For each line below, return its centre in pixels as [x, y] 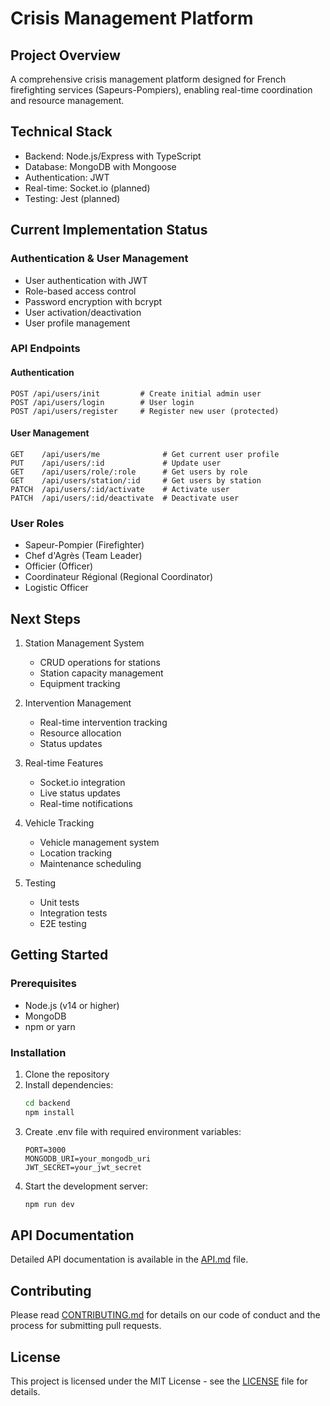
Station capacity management [101, 673]
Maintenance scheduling [90, 863]
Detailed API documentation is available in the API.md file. [129, 1259]
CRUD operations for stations [100, 662]
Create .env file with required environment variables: [133, 1131]
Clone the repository [67, 1074]
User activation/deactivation [83, 312]
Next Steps [45, 618]
